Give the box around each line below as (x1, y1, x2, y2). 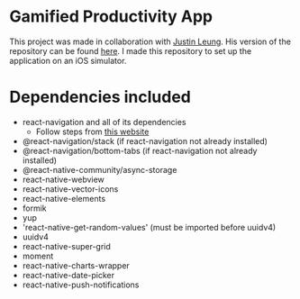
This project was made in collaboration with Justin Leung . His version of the (9, 36, 291, 47)
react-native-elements (22, 193, 106, 204)
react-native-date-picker (22, 269, 115, 280)
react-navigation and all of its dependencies (22, 116, 186, 127)
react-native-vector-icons (22, 183, 119, 195)
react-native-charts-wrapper (22, 259, 131, 271)
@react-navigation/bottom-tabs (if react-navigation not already (22, 145, 258, 156)
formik (22, 203, 47, 213)
